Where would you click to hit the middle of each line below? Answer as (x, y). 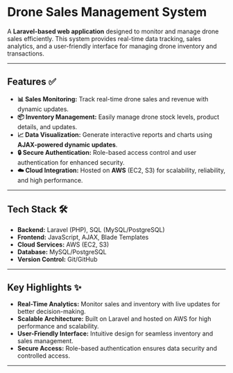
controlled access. (44, 356)
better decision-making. (52, 312)
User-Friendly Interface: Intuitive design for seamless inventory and (115, 333)
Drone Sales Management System (107, 12)
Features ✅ (32, 82)
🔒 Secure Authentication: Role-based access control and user (107, 152)
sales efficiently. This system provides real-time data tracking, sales (104, 38)
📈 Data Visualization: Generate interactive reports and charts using (115, 134)
